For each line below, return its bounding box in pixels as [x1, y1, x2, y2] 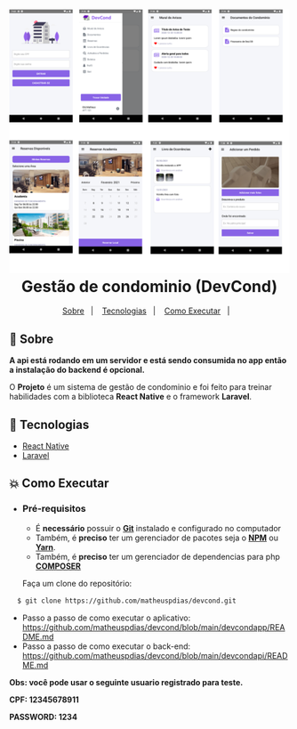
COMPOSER [35, 561, 82, 571]
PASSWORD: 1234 [9, 711, 78, 722]
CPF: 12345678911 [9, 694, 80, 705]
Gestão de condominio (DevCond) [20, 276, 278, 296]
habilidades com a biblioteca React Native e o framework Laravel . [9, 392, 252, 402]
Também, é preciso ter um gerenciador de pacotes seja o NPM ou [35, 532, 278, 543]
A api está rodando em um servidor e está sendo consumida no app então [9, 355, 287, 366]
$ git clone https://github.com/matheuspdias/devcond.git [17, 596, 237, 605]
